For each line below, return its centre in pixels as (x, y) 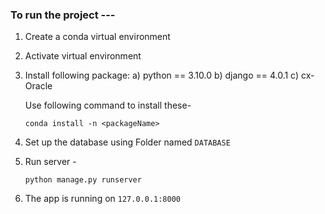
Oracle (38, 86)
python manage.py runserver (83, 180)
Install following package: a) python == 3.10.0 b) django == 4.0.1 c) (162, 75)
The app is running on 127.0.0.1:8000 (102, 199)
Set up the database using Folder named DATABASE (127, 142)
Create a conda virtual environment (97, 37)
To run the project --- (63, 15)
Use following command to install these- (108, 105)
